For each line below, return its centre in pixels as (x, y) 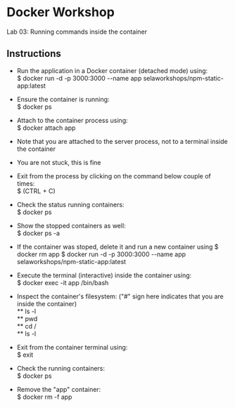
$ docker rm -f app (44, 397)
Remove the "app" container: (59, 389)
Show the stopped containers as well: (71, 225)
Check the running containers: (61, 368)
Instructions (34, 54)
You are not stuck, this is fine (59, 162)
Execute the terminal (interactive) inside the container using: (104, 275)
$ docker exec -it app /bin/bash (63, 282)
